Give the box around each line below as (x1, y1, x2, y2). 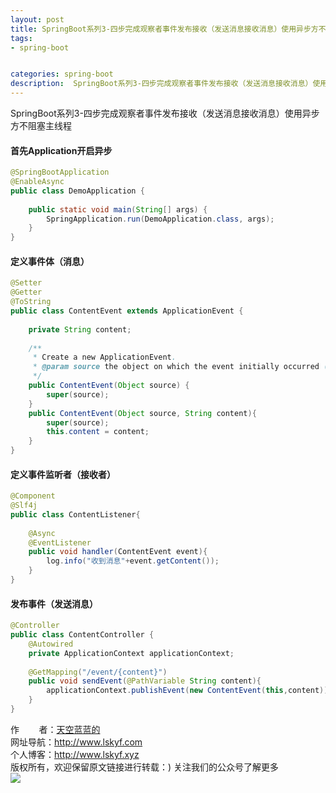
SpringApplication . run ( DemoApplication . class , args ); (46, 214, 275, 224)
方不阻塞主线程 (10, 120, 72, 131)
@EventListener (28, 537, 92, 548)
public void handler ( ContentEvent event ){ (28, 547, 208, 557)
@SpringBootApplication (10, 167, 110, 178)
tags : (10, 33, 33, 43)
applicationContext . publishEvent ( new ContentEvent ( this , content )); (46, 686, 333, 696)
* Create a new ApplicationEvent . (32, 352, 177, 363)
